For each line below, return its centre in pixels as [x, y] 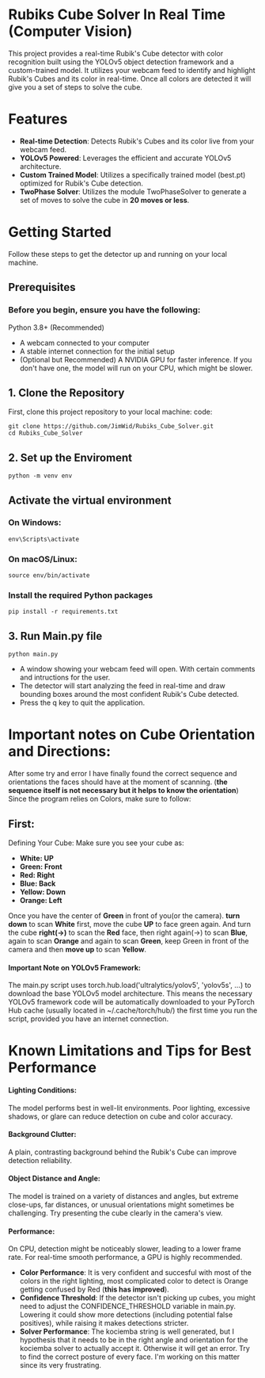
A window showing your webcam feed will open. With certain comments [137, 669]
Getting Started [60, 232]
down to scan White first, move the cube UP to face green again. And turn [130, 924]
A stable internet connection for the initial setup [97, 351]
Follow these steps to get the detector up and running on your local [118, 254]
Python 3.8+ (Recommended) [57, 327]
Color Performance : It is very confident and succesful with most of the [135, 1273]
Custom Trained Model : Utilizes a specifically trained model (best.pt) [132, 174]
